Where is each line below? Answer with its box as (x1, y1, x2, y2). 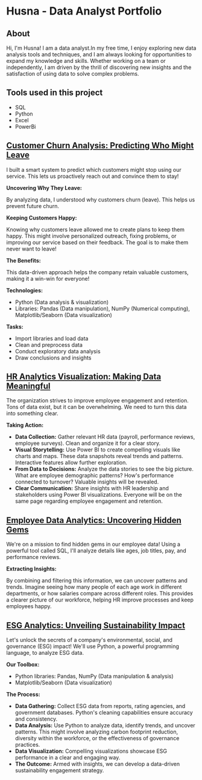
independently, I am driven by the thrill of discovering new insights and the (6, 64, 192, 71)
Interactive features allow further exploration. (14, 459, 128, 467)
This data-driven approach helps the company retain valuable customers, (6, 268, 189, 276)
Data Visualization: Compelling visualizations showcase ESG (14, 747, 168, 755)
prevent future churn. (6, 202, 59, 209)
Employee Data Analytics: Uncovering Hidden (6, 515, 182, 525)
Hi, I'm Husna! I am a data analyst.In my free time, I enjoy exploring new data (6, 44, 197, 51)
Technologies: (6, 286, 43, 294)
